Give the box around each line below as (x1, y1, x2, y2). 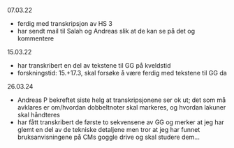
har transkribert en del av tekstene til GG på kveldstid (17, 61, 171, 69)
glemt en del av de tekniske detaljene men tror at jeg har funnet (17, 126, 200, 133)
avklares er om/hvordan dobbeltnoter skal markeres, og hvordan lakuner (17, 103, 226, 111)
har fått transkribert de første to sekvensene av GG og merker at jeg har (17, 118, 225, 126)
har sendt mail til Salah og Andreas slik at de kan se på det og (17, 27, 196, 35)
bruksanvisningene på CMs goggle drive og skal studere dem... (17, 133, 200, 141)
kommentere (17, 34, 54, 43)
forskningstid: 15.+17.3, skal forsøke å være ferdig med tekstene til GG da (17, 69, 227, 77)
